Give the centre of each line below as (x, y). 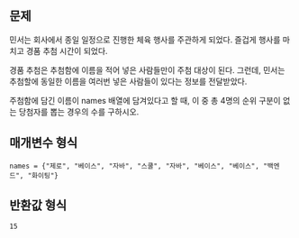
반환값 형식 (38, 206)
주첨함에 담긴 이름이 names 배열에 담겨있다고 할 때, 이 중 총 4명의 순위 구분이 (145, 100)
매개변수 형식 (44, 143)
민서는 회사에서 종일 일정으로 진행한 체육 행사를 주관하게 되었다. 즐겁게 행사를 (145, 40)
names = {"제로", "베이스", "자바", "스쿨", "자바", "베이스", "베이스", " (139, 166)
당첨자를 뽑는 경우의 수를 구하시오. (79, 112)
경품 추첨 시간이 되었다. (67, 50)
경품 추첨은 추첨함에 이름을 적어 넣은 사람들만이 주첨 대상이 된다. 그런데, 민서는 (147, 69)
